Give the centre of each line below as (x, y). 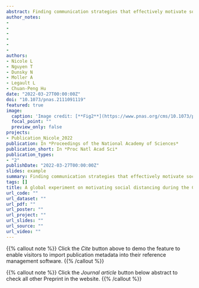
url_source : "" (25, 226)
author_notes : (24, 17)
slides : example (26, 171)
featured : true (25, 105)
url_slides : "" (25, 221)
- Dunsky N (20, 72)
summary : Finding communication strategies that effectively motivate (95, 177)
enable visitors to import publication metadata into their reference (86, 254)
